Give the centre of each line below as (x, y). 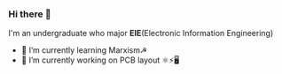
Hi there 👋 (30, 14)
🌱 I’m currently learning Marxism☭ (84, 50)
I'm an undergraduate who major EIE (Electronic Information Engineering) (141, 33)
